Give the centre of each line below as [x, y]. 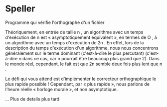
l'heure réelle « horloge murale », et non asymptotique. [62, 89]
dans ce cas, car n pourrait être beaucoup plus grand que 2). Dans [91, 58]
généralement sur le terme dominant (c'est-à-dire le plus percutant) [75, 53]
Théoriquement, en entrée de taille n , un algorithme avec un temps [74, 32]
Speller [20, 9]
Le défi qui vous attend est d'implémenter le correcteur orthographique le [81, 79]
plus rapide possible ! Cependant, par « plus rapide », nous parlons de [77, 84]
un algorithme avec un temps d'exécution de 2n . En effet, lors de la [75, 42]
